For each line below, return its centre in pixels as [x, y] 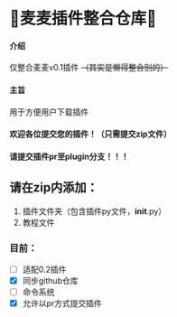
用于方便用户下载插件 [49, 112]
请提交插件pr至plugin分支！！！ [69, 156]
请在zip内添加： [54, 187]
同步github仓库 [50, 280]
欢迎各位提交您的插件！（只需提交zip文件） [90, 134]
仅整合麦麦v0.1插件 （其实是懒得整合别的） [89, 68]
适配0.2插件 [44, 269]
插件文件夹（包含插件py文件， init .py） [94, 211]
